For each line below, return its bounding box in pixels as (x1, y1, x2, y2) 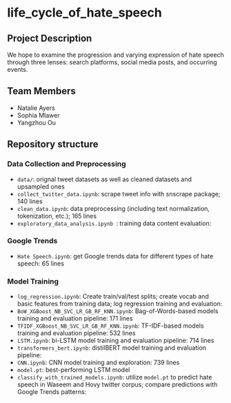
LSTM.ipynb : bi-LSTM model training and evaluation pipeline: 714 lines (17, 337, 214, 345)
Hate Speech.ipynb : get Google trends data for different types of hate (17, 252, 214, 260)
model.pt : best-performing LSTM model (17, 366, 130, 374)
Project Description (7, 32, 92, 44)
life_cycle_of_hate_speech (7, 5, 162, 21)
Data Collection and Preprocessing (7, 159, 126, 169)
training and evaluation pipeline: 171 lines (17, 315, 133, 323)
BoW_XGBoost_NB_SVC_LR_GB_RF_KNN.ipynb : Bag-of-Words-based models (17, 307, 219, 315)
